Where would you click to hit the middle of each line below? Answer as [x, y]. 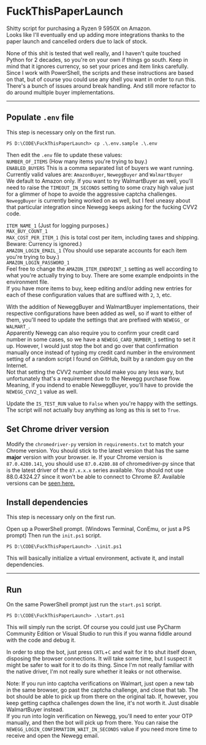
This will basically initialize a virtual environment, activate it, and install [95, 558]
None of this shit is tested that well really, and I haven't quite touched [93, 53]
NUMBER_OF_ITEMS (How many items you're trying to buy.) [77, 161]
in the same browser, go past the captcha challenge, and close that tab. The [102, 690]
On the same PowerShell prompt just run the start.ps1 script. [84, 604]
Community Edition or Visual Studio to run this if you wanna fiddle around [99, 634]
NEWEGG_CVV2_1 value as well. [42, 392]
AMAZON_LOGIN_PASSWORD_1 [38, 263]
